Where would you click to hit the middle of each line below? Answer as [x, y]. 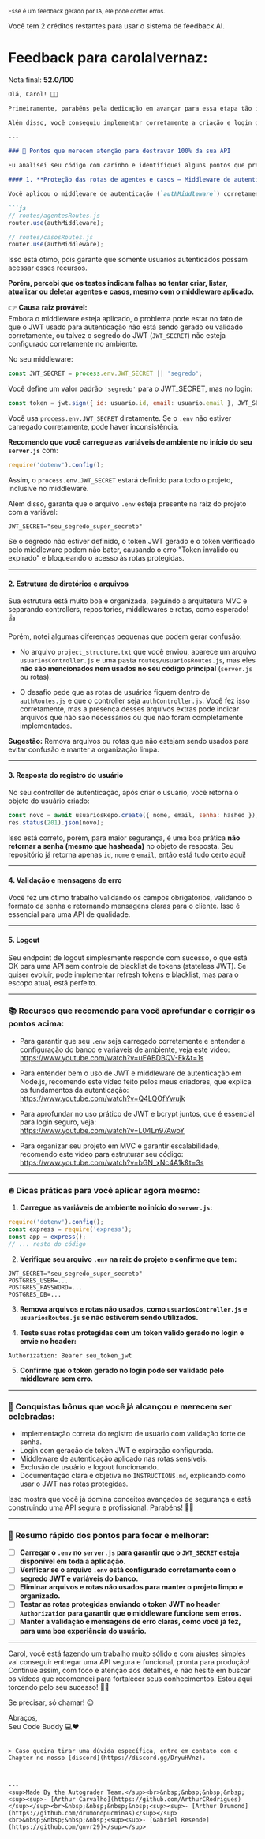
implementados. [46, 726]
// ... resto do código [47, 1244]
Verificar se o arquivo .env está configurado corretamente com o [128, 1570]
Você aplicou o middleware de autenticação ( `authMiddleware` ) [114, 194]
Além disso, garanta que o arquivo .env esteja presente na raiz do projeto [127, 503]
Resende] [196, 1820]
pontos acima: [36, 1024]
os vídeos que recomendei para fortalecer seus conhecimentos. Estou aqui [130, 1679]
